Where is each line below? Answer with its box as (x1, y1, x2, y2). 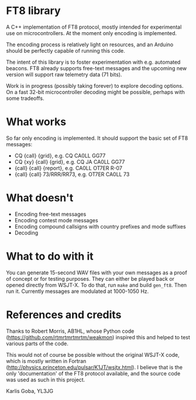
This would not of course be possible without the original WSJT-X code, (6, 351, 180, 358)
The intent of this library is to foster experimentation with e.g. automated (6, 58, 181, 65)
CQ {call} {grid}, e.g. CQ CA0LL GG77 (14, 152, 106, 159)
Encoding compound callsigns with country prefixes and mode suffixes (14, 223, 186, 230)
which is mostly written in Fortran (6, 357, 87, 364)
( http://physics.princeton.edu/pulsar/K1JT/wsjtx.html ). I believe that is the (6, 364, 183, 371)
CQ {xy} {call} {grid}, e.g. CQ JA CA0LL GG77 (14, 158, 125, 165)
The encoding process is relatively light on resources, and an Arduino (6, 41, 174, 48)
